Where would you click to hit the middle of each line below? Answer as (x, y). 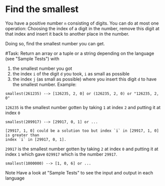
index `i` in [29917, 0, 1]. (36, 139)
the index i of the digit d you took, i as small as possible (71, 73)
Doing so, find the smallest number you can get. (55, 43)
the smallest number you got (42, 68)
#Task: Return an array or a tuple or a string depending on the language (80, 53)
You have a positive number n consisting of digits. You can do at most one (82, 23)
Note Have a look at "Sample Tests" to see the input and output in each (79, 172)
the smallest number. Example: (44, 84)
